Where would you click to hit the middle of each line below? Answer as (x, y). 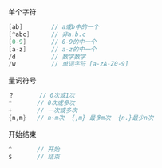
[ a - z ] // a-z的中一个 (53, 49)
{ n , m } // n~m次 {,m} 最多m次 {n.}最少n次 (81, 118)
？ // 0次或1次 (42, 96)
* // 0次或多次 (42, 103)
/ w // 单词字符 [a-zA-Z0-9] (69, 64)
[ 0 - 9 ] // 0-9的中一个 (53, 42)
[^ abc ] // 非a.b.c (47, 34)
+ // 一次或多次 (43, 110)
